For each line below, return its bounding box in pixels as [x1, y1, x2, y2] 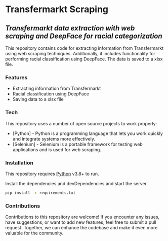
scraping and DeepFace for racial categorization [5, 31, 163, 40]
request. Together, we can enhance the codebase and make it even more [5, 225, 158, 231]
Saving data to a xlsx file [12, 96, 64, 102]
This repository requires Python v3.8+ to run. [5, 170, 99, 177]
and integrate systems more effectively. [12, 135, 95, 142]
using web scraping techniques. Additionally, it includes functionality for [5, 51, 156, 56]
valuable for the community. [5, 230, 64, 236]
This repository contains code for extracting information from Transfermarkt [5, 45, 164, 51]
